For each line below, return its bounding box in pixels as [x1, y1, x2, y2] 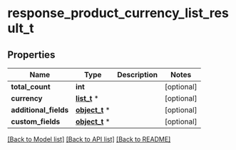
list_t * [76, 94, 99, 103]
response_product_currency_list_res [7, 5, 230, 21]
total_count [11, 82, 51, 91]
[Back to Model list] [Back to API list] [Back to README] [7, 135, 171, 144]
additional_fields [11, 105, 69, 115]
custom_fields [11, 116, 61, 126]
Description [117, 70, 158, 79]
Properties [7, 49, 56, 61]
